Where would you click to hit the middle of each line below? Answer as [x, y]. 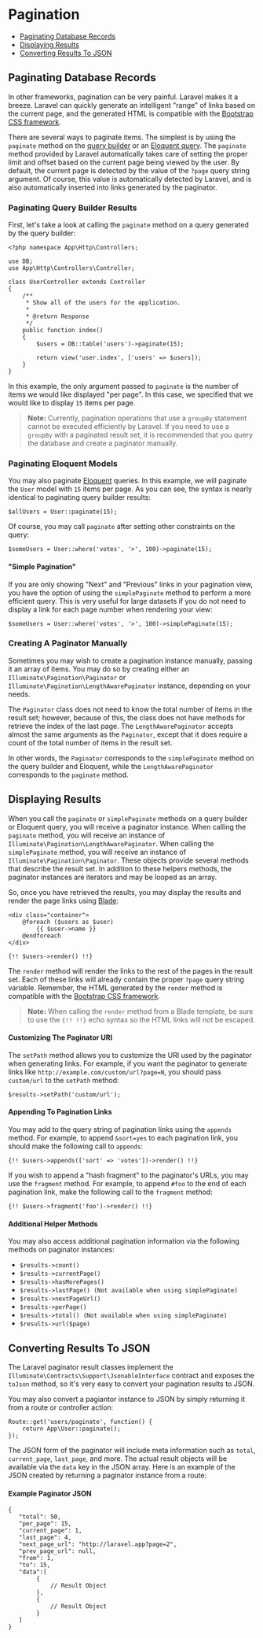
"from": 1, [37, 1559]
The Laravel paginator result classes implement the [91, 1367]
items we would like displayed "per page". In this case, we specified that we [131, 394]
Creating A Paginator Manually [68, 643]
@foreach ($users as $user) [68, 922]
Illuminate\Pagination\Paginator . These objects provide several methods [128, 860]
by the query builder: [42, 233]
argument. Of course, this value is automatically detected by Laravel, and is [130, 179]
